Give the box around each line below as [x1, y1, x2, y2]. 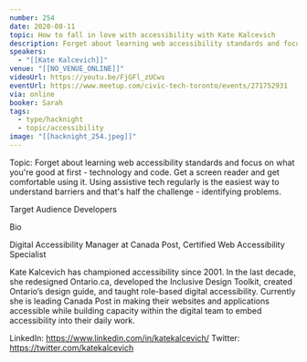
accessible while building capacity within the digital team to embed [9, 305, 262, 315]
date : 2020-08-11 [9, 22, 76, 31]
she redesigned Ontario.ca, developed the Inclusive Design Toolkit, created [9, 275, 293, 287]
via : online [9, 89, 55, 98]
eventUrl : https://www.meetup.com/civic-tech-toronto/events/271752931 [9, 81, 288, 90]
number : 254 [9, 13, 55, 23]
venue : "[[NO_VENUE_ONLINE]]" [9, 65, 125, 74]
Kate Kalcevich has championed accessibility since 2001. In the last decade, [9, 266, 297, 277]
